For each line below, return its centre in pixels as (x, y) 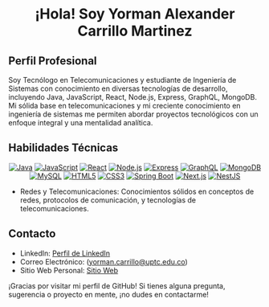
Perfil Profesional (53, 61)
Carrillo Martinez (135, 31)
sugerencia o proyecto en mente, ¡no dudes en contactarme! (108, 294)
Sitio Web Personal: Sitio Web (69, 270)
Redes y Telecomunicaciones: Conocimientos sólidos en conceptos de (137, 191)
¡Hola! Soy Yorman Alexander (135, 14)
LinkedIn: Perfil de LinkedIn (65, 253)
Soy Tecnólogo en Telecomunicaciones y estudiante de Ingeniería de (122, 80)
